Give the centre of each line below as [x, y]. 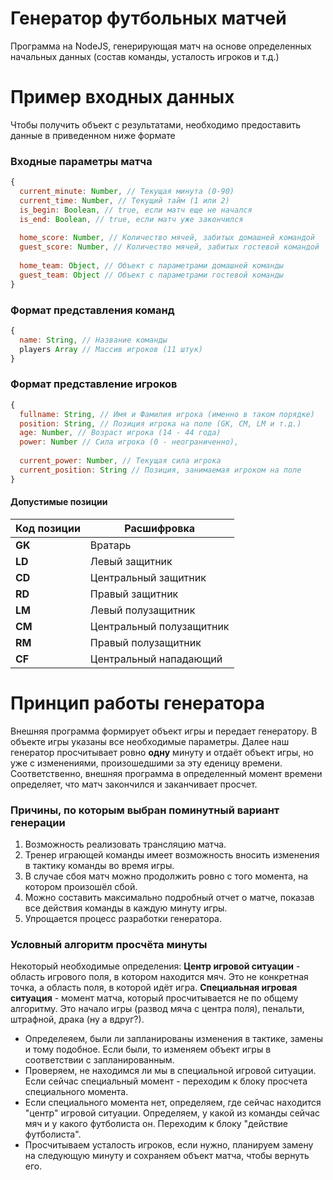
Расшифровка [160, 528]
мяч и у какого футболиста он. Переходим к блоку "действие [156, 1124]
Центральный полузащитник [159, 626]
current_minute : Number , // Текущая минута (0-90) [127, 192]
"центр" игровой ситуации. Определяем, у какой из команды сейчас [172, 1113]
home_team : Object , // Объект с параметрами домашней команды [151, 266]
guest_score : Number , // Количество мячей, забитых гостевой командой [169, 247]
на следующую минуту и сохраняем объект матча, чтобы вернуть [167, 1156]
